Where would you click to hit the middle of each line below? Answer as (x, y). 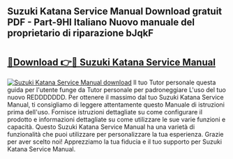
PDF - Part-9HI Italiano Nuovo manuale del (101, 23)
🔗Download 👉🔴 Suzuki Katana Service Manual (112, 62)
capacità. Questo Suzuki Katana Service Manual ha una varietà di (101, 127)
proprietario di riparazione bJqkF (81, 33)
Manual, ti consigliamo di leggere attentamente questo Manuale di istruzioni (116, 105)
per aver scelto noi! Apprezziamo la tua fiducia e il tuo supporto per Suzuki (114, 142)
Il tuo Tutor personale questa (175, 82)
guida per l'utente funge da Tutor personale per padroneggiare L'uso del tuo (117, 90)
